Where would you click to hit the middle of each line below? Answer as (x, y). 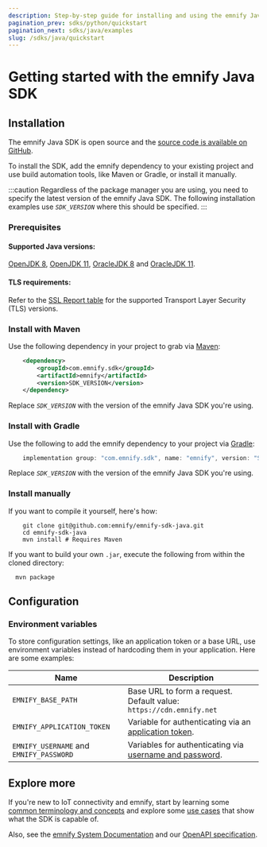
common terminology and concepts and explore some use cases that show (131, 810)
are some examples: (41, 658)
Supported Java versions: (52, 246)
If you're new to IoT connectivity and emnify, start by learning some (119, 803)
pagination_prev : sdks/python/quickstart (78, 23)
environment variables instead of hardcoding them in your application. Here (132, 650)
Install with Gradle (44, 426)
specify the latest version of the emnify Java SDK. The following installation (132, 199)
